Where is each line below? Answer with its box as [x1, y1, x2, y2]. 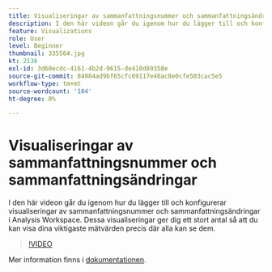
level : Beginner [8, 42, 63, 50]
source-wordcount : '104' [8, 87, 92, 96]
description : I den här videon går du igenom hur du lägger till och [8, 19, 249, 28]
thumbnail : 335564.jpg [8, 49, 85, 57]
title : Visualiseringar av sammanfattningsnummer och [8, 11, 194, 20]
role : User [8, 34, 45, 43]
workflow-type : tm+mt [8, 79, 82, 87]
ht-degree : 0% [8, 95, 57, 103]
